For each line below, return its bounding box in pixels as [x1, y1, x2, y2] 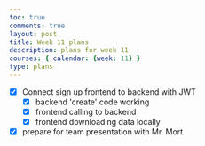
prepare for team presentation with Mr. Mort [21, 127, 184, 137]
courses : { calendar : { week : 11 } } [9, 54, 141, 63]
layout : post [9, 29, 58, 38]
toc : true [9, 12, 46, 22]
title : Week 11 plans [9, 37, 90, 47]
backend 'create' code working [35, 96, 150, 107]
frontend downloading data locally [35, 117, 162, 127]
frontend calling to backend [35, 107, 137, 117]
